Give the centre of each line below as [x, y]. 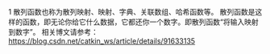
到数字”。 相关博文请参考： [54, 32]
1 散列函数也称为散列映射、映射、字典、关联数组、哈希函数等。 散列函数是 [132, 12]
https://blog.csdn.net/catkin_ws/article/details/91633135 [102, 41]
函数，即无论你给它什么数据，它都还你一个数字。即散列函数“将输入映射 [141, 22]
